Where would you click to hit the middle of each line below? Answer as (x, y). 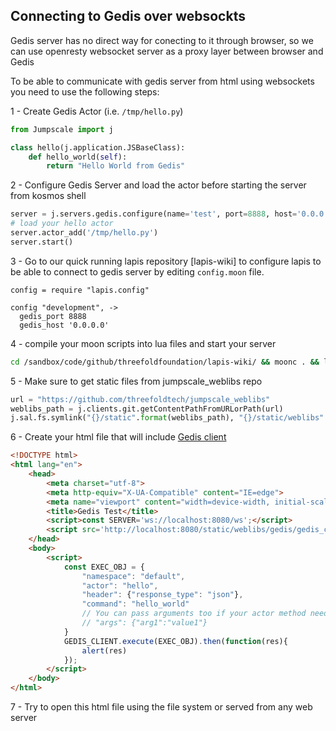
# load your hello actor (62, 224)
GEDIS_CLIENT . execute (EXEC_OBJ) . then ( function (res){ (175, 641)
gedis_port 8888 (53, 316)
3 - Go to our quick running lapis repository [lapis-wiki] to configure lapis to (166, 261)
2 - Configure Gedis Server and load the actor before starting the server (158, 185)
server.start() (42, 242)
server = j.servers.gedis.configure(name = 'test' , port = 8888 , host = (154, 214)
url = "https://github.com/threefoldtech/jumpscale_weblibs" (140, 399)
